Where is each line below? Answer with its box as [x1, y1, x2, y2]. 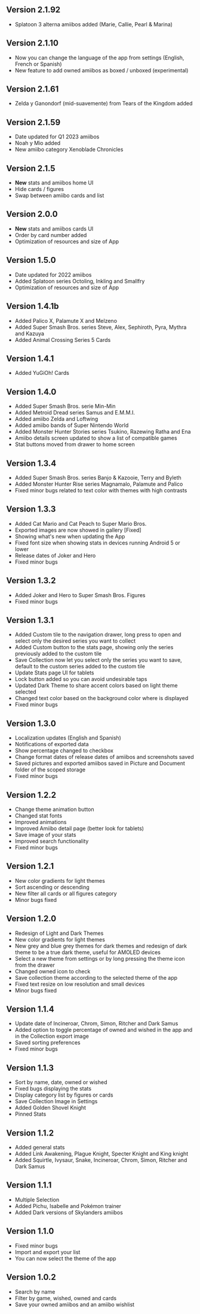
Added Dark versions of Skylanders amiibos [14, 1209, 124, 1216]
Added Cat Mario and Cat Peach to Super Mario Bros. [14, 520, 147, 527]
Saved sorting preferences [14, 1039, 81, 1046]
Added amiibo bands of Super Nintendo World [14, 422, 129, 429]
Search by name [14, 1288, 56, 1295]
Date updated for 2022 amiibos [14, 271, 92, 278]
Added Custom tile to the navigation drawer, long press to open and [14, 631, 181, 638]
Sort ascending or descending [14, 883, 90, 891]
